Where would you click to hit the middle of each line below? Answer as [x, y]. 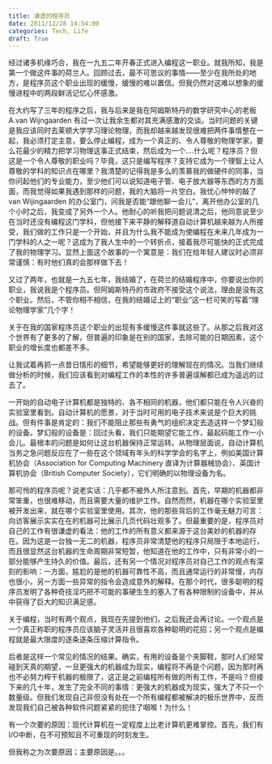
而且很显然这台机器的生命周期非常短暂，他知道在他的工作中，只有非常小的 [132, 552]
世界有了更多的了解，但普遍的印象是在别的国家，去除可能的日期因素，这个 [139, 337]
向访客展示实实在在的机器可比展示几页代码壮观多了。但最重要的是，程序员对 [136, 521]
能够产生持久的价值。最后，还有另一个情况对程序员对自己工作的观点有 [139, 561]
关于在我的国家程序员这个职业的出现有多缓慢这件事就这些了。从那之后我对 [132, 327]
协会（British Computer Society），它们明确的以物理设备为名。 [126, 473]
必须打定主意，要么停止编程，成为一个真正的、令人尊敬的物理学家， [143, 141]
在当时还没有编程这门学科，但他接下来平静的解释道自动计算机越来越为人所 [132, 222]
